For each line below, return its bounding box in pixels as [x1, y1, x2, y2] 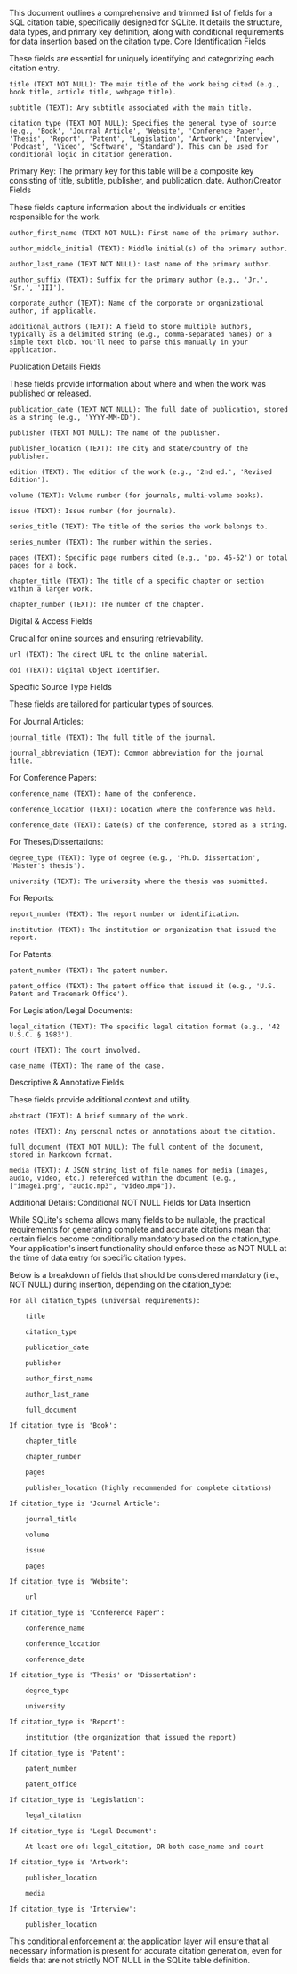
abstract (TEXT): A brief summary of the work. [9, 1111, 189, 1120]
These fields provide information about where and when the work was [9, 379, 267, 389]
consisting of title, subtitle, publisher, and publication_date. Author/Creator [9, 176, 282, 185]
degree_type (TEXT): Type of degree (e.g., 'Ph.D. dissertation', [9, 854, 261, 863]
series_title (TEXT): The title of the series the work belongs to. [9, 522, 269, 531]
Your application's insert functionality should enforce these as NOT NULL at [9, 1243, 287, 1253]
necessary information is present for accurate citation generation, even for [9, 1945, 283, 1955]
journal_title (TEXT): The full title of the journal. [9, 733, 217, 742]
